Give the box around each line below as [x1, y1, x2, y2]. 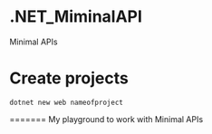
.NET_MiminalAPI [9, 6, 143, 27]
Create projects [9, 68, 129, 89]
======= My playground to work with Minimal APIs [9, 113, 204, 124]
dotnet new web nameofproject [9, 98, 124, 107]
